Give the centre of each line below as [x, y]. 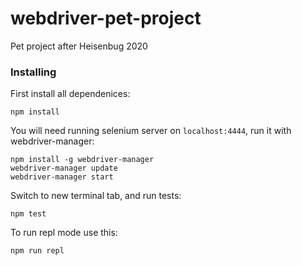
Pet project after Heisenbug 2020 [79, 46]
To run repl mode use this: [64, 233]
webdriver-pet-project [106, 18]
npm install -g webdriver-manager [82, 160]
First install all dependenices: [70, 94]
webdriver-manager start [62, 177]
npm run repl [37, 251]
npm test [28, 214]
